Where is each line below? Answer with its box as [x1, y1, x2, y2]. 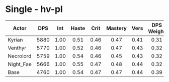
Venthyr [8, 44, 27, 51]
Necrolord [8, 52, 32, 59]
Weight [148, 27, 166, 34]
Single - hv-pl [5, 3, 63, 15]
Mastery [106, 24, 127, 31]
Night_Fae [8, 60, 32, 67]
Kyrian [8, 36, 23, 43]
